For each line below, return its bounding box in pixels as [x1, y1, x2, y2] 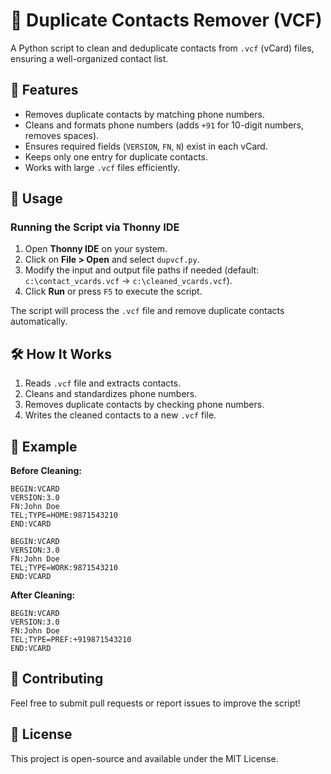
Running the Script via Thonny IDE [10, 220, 180, 234]
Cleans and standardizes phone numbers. [24, 388, 198, 400]
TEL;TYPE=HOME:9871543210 [10, 510, 118, 521]
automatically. [10, 315, 68, 328]
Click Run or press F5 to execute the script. [24, 285, 203, 298]
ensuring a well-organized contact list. [10, 52, 169, 64]
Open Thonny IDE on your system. [24, 243, 168, 255]
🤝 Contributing [10, 670, 104, 688]
